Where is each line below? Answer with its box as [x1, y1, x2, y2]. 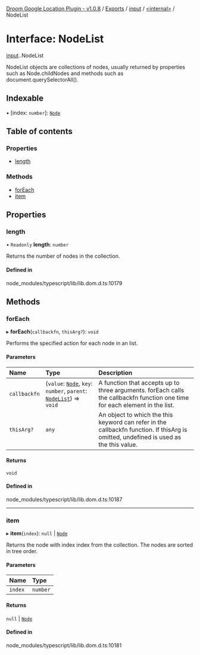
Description [98, 369, 133, 377]
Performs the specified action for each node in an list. [6, 339, 138, 347]
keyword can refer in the [98, 418, 167, 426]
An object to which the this [98, 410, 173, 419]
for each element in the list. [98, 401, 174, 409]
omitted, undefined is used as [98, 433, 182, 441]
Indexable [6, 93, 44, 104]
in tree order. [6, 548, 38, 555]
